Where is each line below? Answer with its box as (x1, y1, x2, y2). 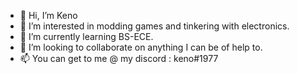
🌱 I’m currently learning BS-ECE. (19, 31, 154, 42)
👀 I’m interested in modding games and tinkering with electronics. (19, 20, 290, 32)
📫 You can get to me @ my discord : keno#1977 (19, 53, 219, 64)
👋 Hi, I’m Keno (19, 10, 78, 21)
